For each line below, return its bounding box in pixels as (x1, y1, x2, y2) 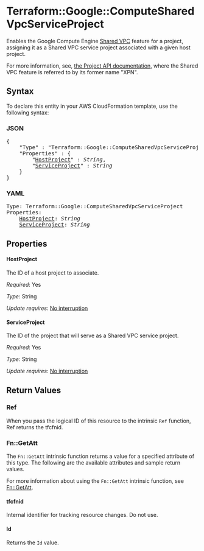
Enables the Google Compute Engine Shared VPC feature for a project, (6, 37, 184, 44)
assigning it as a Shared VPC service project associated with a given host (6, 44, 191, 51)
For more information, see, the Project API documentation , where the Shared (6, 62, 199, 69)
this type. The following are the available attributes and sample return (6, 459, 181, 466)
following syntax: (6, 108, 49, 116)
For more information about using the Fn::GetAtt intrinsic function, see (6, 477, 185, 485)
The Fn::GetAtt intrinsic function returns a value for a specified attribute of (6, 452, 195, 460)
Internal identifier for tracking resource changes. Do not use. (6, 511, 158, 519)
